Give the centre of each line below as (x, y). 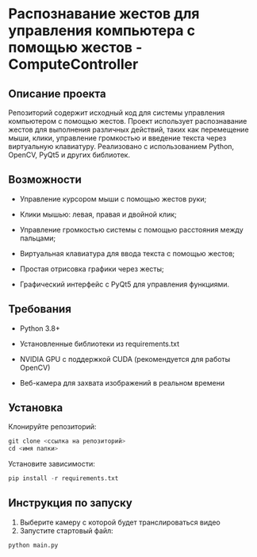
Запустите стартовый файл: (66, 530)
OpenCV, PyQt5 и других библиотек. (69, 155)
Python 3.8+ (40, 328)
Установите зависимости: (52, 464)
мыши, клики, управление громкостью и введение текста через (117, 138)
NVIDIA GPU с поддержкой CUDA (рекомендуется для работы (125, 359)
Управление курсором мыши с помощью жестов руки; (113, 198)
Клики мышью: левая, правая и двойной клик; (98, 214)
